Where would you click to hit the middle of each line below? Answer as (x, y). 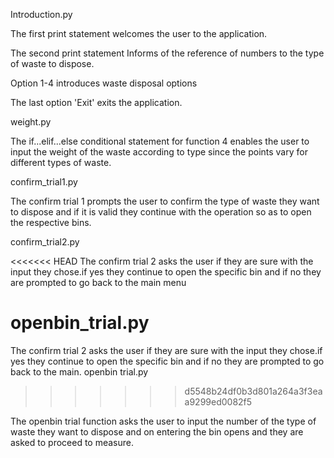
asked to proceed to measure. (72, 442)
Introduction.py (41, 14)
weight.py (31, 122)
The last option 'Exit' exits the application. (96, 102)
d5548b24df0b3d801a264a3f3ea (253, 391)
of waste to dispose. (52, 63)
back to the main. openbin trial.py (79, 371)
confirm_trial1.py (44, 182)
